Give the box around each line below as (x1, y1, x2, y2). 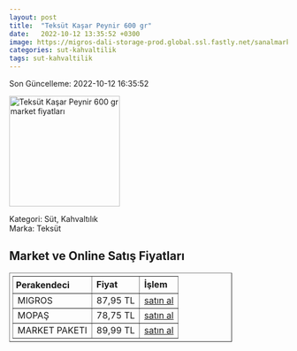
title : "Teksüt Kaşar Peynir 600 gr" (9, 21, 152, 30)
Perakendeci (16, 279, 71, 291)
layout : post (9, 12, 57, 22)
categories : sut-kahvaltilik (9, 46, 117, 55)
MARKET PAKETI (17, 324, 88, 336)
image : (9, 37, 34, 47)
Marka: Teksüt (9, 223, 62, 233)
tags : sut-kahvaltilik (9, 54, 93, 63)
